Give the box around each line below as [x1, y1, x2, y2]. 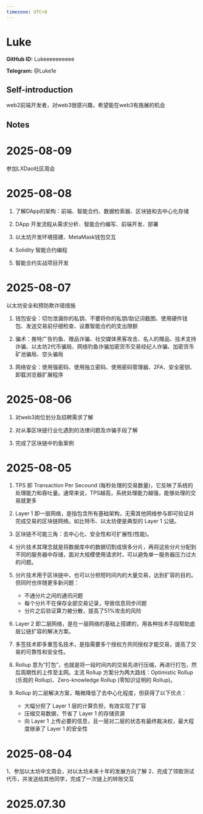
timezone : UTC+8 [6, 9, 47, 15]
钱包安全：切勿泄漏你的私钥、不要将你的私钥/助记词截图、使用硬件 [15, 315, 182, 322]
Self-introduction [6, 85, 74, 95]
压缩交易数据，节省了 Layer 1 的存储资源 [24, 710, 125, 717]
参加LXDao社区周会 [6, 165, 55, 172]
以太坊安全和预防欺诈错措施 [6, 302, 76, 309]
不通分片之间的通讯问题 [24, 592, 83, 599]
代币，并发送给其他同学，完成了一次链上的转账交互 [6, 775, 134, 782]
